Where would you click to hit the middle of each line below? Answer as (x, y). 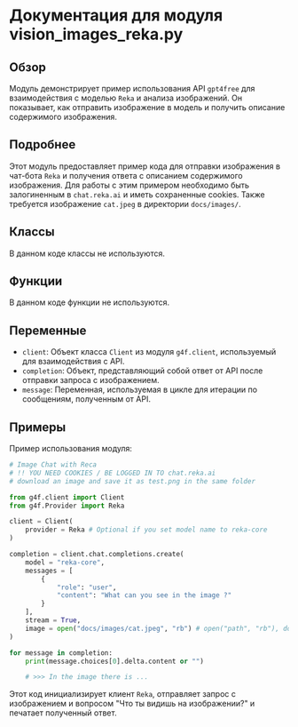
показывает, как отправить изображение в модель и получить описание (147, 107)
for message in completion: (61, 653)
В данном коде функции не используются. (90, 302)
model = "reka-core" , (65, 562)
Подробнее (43, 144)
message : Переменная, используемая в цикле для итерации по (140, 390)
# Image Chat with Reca (53, 465)
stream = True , (53, 620)
